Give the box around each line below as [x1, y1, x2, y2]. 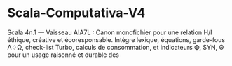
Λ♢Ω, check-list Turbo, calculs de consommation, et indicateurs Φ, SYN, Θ [7, 43, 224, 51]
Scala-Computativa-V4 [7, 5, 146, 21]
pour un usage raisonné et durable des [7, 51, 119, 59]
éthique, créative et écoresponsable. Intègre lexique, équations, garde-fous [7, 35, 226, 44]
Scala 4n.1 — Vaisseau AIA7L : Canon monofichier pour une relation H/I [7, 28, 212, 37]
